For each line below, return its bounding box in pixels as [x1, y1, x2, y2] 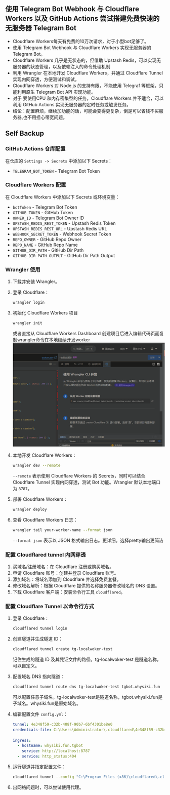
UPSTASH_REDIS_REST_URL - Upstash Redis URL [12, 225, 107, 231]
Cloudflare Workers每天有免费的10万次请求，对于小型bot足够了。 [12, 38, 149, 44]
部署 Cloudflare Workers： [12, 496, 68, 502]
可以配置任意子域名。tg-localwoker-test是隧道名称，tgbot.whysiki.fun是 [12, 694, 163, 700]
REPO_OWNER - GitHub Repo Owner [12, 236, 82, 242]
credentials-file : [12, 727, 52, 732]
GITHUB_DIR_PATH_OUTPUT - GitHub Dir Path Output [12, 252, 115, 258]
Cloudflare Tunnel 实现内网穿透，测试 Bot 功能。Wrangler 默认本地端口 [12, 479, 161, 485]
